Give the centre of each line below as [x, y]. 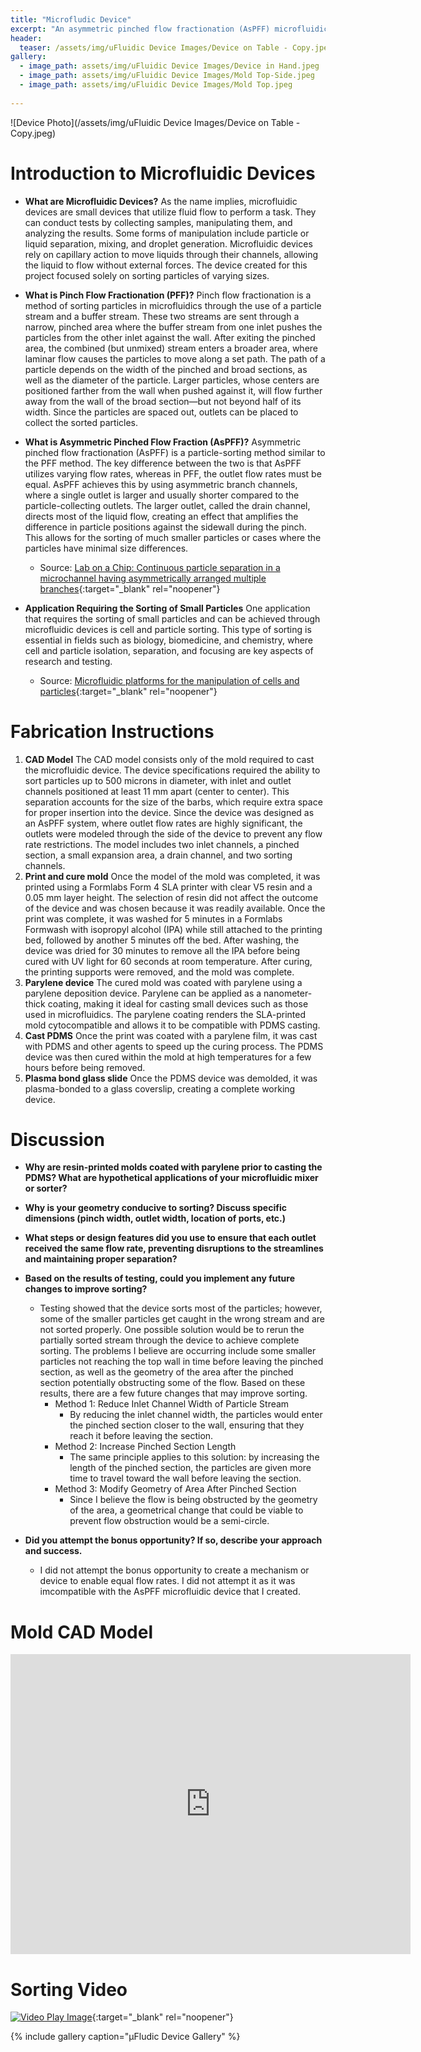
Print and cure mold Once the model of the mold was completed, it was [172, 876]
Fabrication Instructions [112, 731]
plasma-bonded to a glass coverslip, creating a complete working [160, 1088]
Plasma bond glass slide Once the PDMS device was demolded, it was [171, 1078]
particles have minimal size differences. [106, 548]
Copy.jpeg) [33, 133]
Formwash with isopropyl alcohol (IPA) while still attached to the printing [173, 929]
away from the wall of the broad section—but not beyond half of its [163, 401]
